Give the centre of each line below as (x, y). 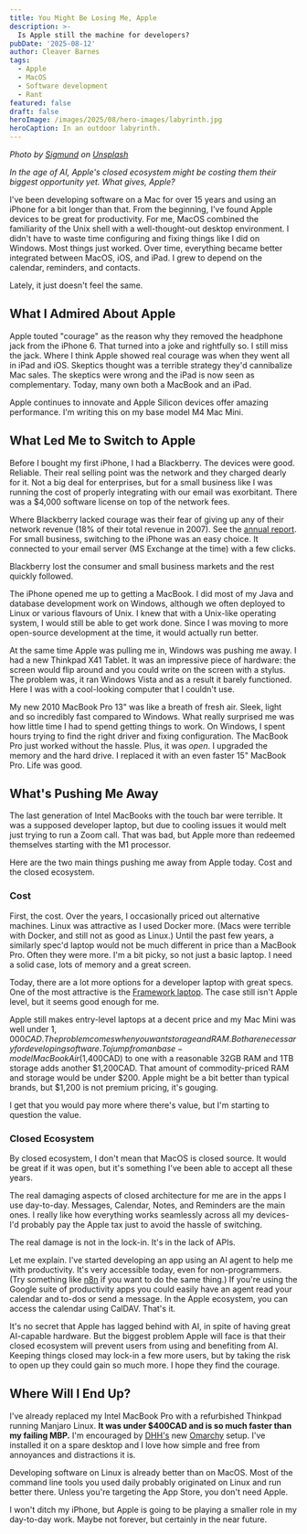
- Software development (63, 86)
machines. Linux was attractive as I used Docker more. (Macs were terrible (150, 925)
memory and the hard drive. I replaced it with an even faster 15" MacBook (148, 755)
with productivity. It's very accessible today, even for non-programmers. (146, 1270)
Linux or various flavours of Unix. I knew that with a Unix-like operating (143, 613)
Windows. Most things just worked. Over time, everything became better (146, 248)
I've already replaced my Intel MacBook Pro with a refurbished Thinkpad (146, 1416)
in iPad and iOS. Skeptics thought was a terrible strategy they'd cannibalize (151, 365)
